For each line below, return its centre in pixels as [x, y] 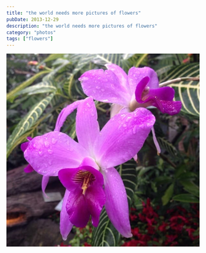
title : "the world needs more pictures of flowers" [74, 13]
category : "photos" [31, 32]
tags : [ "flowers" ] [30, 39]
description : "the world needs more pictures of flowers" [82, 26]
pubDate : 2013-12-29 [33, 19]
